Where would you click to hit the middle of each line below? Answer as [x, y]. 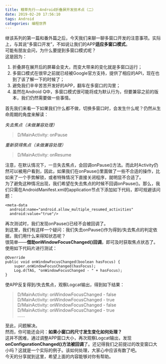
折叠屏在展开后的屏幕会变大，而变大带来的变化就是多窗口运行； [77, 67]
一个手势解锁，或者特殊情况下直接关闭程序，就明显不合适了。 [81, 178]
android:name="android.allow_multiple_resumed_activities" [72, 210]
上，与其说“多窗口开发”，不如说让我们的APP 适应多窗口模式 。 [67, 44]
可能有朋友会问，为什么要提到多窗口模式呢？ [51, 50]
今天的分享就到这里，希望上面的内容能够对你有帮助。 [59, 357]
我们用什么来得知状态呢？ [40, 236]
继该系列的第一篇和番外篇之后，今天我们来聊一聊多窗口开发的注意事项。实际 [83, 38]
